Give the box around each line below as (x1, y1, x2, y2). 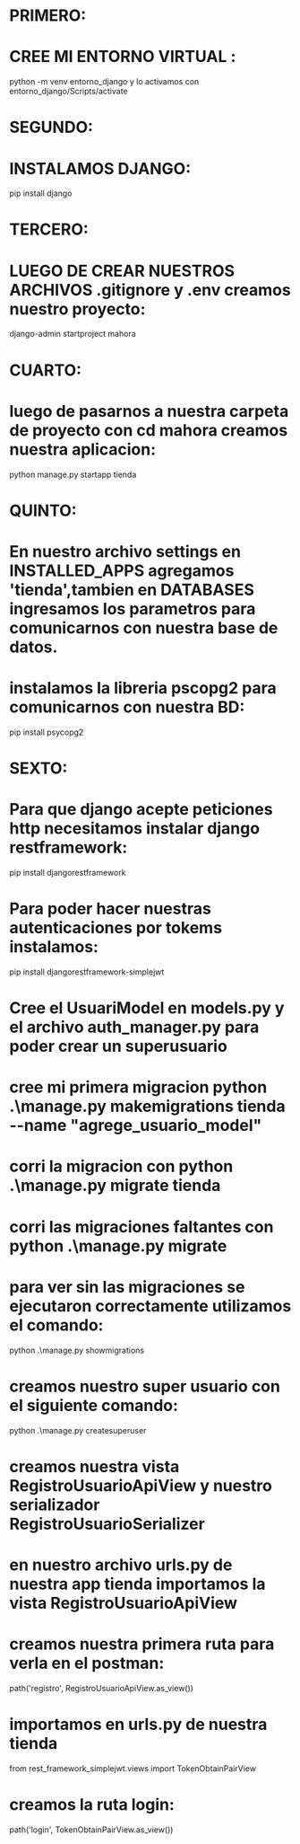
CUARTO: (9, 360, 82, 380)
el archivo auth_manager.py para (9, 1017, 260, 1037)
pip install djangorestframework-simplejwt (9, 966, 165, 977)
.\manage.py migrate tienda (9, 1176, 221, 1196)
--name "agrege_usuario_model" (9, 1116, 262, 1136)
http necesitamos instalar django (9, 818, 261, 839)
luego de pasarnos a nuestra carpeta (9, 401, 289, 421)
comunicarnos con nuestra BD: (9, 697, 245, 718)
